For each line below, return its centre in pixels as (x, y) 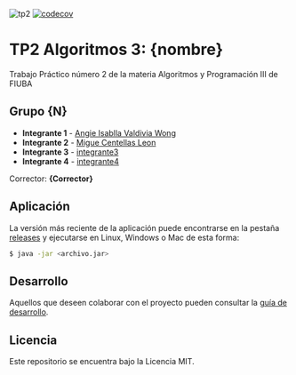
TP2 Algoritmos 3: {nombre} (116, 50)
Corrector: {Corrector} (51, 179)
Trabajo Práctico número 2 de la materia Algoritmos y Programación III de (144, 74)
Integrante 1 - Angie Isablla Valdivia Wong (99, 132)
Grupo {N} (39, 112)
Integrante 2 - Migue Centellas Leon (89, 142)
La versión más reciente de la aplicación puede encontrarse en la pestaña (144, 227)
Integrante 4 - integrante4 (71, 161)
